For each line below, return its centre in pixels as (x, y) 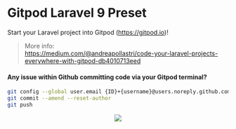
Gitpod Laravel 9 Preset (77, 13)
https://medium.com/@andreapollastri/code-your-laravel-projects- (121, 53)
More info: (39, 46)
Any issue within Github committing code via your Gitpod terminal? (107, 77)
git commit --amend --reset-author (59, 99)
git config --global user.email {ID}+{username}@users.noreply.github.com (119, 92)
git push (20, 104)
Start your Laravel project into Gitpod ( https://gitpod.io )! (88, 32)
